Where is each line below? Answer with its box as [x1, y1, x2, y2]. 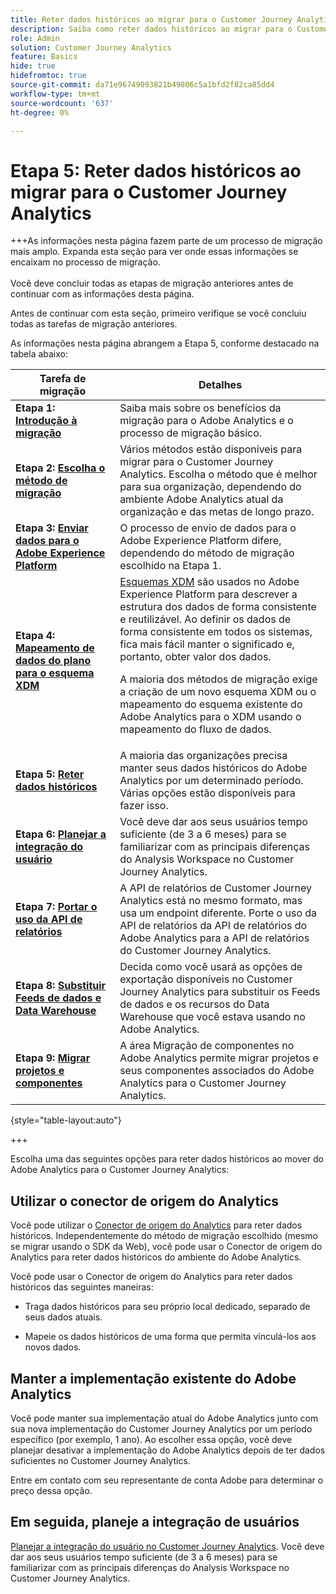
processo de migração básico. [119, 426, 263, 440]
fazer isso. [119, 799, 169, 813]
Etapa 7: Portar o [15, 900, 98, 914]
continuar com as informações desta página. [10, 288, 195, 300]
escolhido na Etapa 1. [119, 559, 222, 573]
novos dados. [24, 1341, 82, 1353]
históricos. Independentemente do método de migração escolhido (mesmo [10, 1230, 319, 1242]
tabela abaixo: [10, 348, 69, 360]
